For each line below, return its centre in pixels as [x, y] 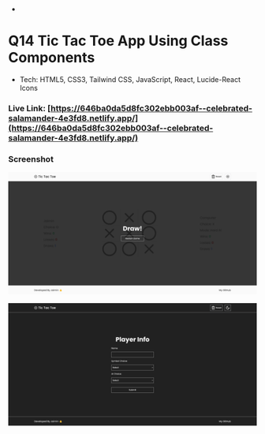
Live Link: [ [30, 108]
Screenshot [31, 159]
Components [52, 58]
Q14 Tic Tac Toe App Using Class [118, 41]
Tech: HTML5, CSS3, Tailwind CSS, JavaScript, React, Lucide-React [130, 79]
